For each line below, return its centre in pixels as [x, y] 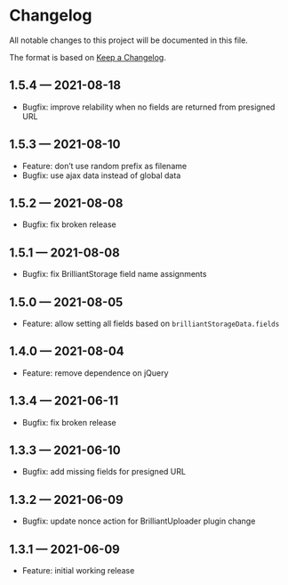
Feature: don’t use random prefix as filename [104, 166]
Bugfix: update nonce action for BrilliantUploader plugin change [139, 521]
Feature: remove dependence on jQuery [95, 373]
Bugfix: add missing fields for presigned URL [104, 472]
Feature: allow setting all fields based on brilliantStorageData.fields [151, 323]
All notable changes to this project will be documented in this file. [129, 40]
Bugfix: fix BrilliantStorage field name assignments [114, 274]
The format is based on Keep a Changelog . [88, 57]
